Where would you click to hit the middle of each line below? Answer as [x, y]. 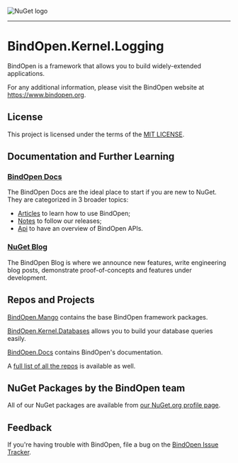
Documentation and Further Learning [91, 157]
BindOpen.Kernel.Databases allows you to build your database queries [110, 331]
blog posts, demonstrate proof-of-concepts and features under [100, 270]
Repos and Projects [51, 300]
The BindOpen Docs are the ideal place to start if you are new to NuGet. [112, 192]
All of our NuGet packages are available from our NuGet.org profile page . [114, 405]
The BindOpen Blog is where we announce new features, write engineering [117, 262]
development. [27, 278]
